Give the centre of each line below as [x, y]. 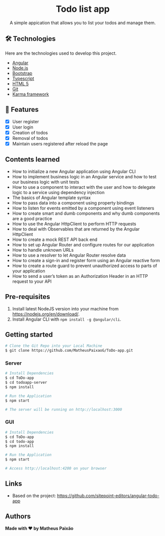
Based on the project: [34, 496]
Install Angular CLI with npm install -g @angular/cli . [67, 319]
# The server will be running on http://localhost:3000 [64, 409]
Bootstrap [22, 73]
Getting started [29, 334]
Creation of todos [30, 133]
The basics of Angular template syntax [51, 198]
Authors [18, 517]
